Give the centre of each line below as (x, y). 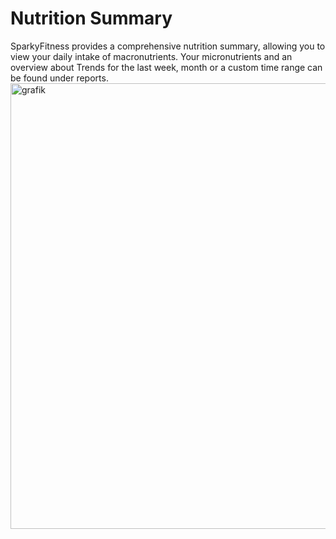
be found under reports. (59, 78)
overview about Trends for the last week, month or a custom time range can (166, 67)
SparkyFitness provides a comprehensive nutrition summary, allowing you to (168, 46)
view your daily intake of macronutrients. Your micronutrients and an (151, 56)
